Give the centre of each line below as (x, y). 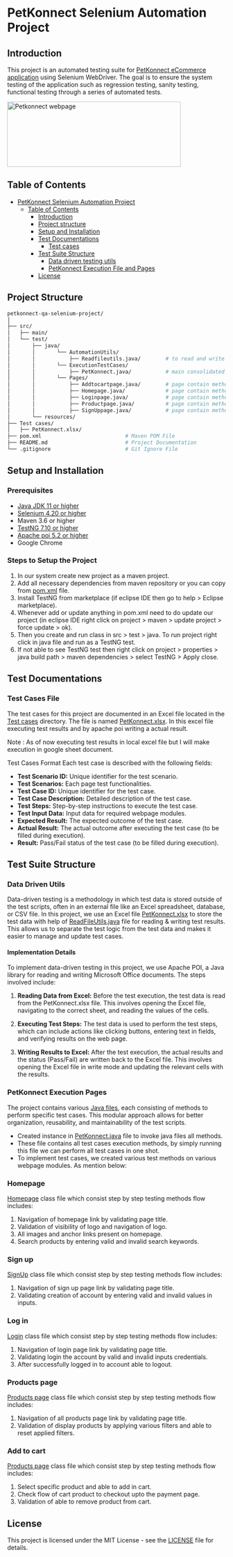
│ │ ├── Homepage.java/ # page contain (108, 391)
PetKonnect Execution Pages (57, 1092)
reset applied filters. (46, 1433)
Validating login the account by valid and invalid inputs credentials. (112, 1357)
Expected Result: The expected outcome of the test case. (100, 821)
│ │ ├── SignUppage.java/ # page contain (108, 410)
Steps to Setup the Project (52, 561)
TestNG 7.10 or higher (48, 528)
